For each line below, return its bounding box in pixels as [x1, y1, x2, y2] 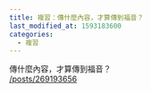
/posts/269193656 [9, 73, 78, 85]
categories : [9, 30, 54, 38]
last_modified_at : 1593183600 [9, 21, 122, 30]
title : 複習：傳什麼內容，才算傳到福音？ [9, 13, 145, 22]
